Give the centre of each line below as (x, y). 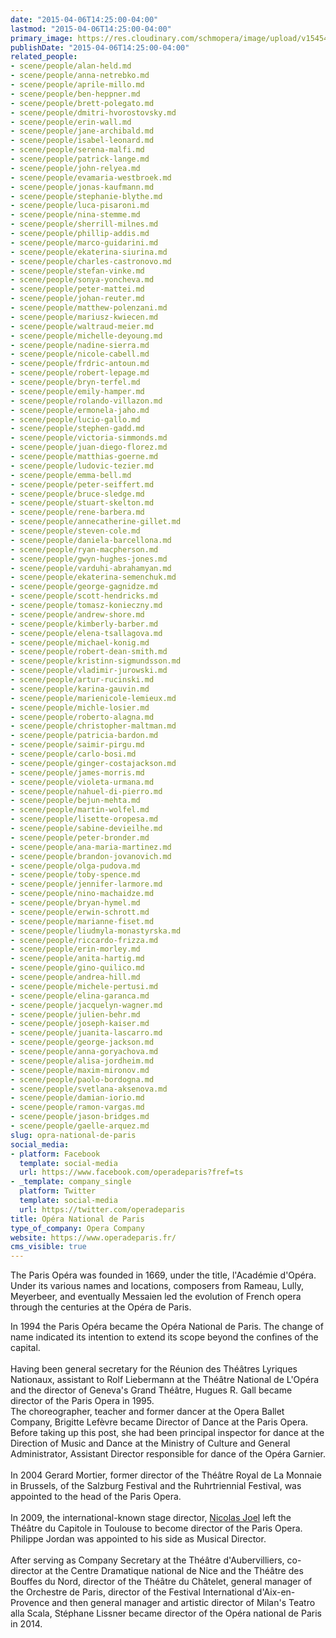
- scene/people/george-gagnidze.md (84, 587)
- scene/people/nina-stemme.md (75, 215)
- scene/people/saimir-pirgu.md (77, 745)
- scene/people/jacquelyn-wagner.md (86, 1005)
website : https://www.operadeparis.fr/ (93, 1237)
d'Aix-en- (276, 1592)
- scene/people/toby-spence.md (75, 875)
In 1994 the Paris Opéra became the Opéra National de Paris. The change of (167, 1327)
